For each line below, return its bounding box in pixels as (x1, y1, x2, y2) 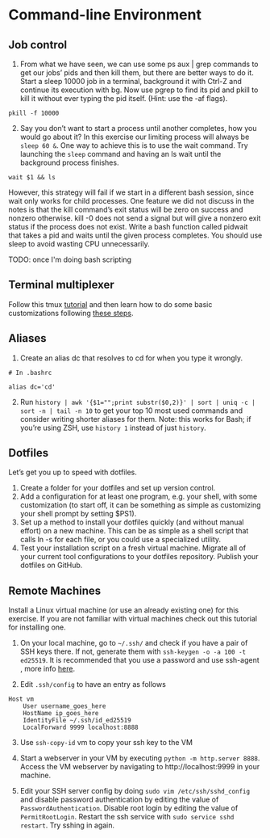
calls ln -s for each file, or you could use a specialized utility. (19, 535, 222, 545)
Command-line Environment (8, 6, 201, 24)
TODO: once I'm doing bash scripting (8, 255, 131, 264)
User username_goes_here (23, 702, 106, 710)
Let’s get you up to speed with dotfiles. (8, 467, 137, 478)
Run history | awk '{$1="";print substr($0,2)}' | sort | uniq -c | (19, 397, 255, 406)
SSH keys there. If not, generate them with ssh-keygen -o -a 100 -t (19, 646, 247, 656)
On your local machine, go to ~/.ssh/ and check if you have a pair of (19, 638, 248, 648)
